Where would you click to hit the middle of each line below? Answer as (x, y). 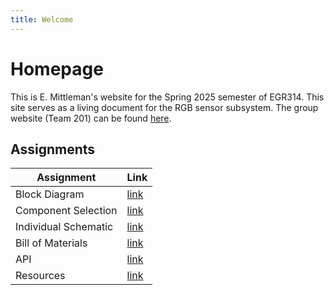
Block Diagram (50, 194)
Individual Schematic (64, 227)
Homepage (57, 68)
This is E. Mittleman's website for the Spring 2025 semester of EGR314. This (167, 97)
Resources (40, 276)
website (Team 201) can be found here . (91, 118)
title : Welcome (42, 19)
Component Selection (66, 211)
